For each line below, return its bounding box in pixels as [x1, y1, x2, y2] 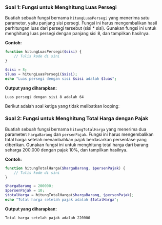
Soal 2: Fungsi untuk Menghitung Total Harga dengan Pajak [5, 115, 148, 122]
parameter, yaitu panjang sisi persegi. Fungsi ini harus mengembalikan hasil [5, 20, 157, 26]
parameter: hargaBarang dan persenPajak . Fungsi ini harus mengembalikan [5, 131, 154, 137]
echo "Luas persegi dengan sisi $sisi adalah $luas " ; [5, 76, 117, 81]
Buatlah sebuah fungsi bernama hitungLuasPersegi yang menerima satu [5, 15, 150, 21]
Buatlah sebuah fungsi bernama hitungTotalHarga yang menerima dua [5, 126, 146, 132]
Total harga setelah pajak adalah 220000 [5, 215, 91, 220]
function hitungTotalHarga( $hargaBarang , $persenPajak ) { [5, 166, 125, 170]
